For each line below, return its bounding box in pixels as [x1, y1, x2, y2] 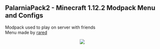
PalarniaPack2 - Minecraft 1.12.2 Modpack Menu [5, 4, 156, 12]
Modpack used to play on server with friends [5, 24, 95, 30]
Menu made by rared [5, 29, 47, 35]
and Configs [5, 12, 44, 20]
